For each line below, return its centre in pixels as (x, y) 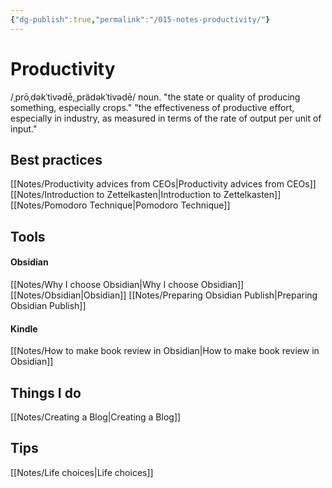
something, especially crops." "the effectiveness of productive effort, (152, 107)
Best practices (56, 159)
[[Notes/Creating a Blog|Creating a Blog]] (96, 417)
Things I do (46, 392)
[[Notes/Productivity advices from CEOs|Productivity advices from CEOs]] (163, 184)
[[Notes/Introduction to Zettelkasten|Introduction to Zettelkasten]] (146, 195)
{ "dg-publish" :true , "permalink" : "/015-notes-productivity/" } (140, 19)
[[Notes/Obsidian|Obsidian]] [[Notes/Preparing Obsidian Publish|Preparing (164, 295)
